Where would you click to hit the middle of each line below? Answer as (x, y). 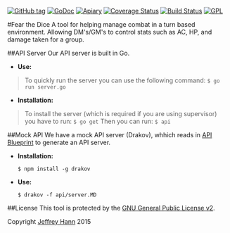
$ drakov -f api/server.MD (57, 195)
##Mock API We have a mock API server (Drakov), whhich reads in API (110, 135)
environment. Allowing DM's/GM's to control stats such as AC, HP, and (110, 32)
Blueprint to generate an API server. (59, 142)
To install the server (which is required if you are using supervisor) (121, 114)
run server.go (45, 87)
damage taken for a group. (46, 39)
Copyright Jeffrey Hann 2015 (49, 221)
